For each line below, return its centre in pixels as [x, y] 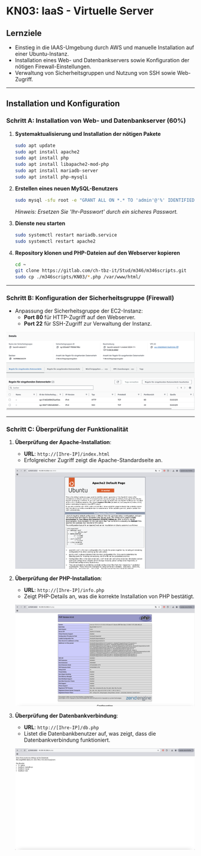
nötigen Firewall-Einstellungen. [53, 66]
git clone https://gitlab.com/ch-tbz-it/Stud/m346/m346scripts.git [100, 271]
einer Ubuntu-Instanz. [42, 54]
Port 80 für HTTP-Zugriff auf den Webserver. [80, 317]
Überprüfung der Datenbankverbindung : [66, 716]
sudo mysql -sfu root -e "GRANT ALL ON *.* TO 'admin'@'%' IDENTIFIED [105, 200]
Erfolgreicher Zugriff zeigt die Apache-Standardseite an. [93, 460]
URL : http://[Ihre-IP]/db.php [61, 727]
